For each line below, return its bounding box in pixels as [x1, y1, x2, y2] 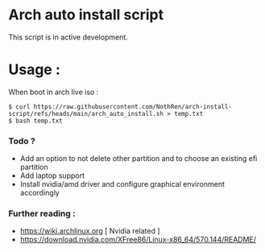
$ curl [8, 102, 31, 110]
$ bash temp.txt [8, 117, 63, 125]
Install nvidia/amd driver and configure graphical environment [19, 180, 226, 189]
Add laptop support [19, 171, 85, 180]
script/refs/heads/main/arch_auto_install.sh [8, 109, 164, 118]
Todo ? [8, 135, 36, 147]
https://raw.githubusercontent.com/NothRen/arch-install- [33, 102, 232, 110]
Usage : [8, 60, 60, 79]
